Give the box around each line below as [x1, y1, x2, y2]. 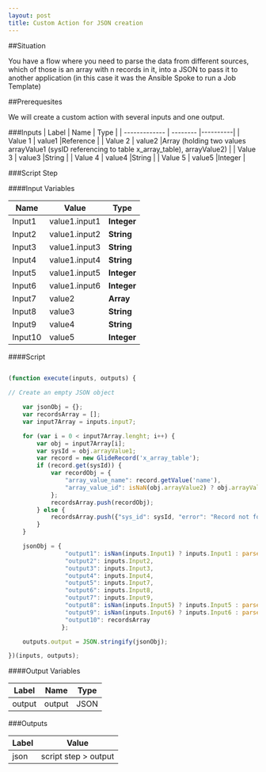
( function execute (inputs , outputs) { [8, 374, 136, 382]
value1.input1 [49, 216, 101, 227]
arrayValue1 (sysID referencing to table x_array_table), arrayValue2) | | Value [8, 144, 256, 154]
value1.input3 [49, 241, 101, 252]
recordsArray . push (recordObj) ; [50, 499, 154, 506]
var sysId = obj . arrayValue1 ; [36, 447, 136, 455]
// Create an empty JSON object [8, 389, 115, 397]
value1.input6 [49, 280, 101, 291]
